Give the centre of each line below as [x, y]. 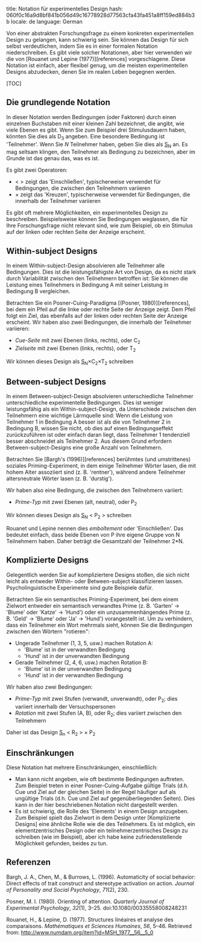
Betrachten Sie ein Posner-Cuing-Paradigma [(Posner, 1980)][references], [98, 303]
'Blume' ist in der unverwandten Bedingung [77, 669]
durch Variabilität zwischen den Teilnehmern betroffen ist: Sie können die [97, 279]
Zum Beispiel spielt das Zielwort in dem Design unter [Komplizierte [98, 818]
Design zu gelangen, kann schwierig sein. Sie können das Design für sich [97, 40]
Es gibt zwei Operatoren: [37, 170]
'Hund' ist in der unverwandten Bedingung [77, 656]
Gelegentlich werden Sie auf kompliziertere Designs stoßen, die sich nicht [98, 575]
